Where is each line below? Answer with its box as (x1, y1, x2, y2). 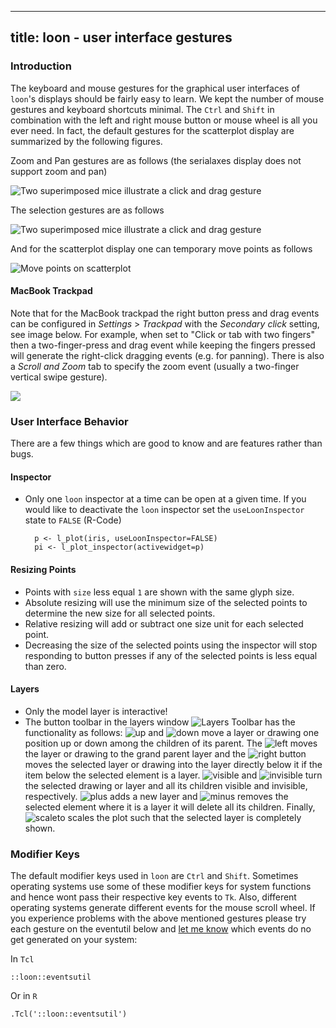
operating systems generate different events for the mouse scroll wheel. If (10, 902, 316, 914)
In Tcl (10, 953, 35, 965)
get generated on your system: (10, 934, 138, 946)
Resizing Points (10, 563, 77, 575)
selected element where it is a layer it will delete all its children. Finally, (24, 801, 316, 813)
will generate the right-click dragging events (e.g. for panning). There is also (10, 349, 325, 361)
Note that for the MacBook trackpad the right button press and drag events (10, 307, 320, 319)
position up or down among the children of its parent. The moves (24, 737, 318, 749)
